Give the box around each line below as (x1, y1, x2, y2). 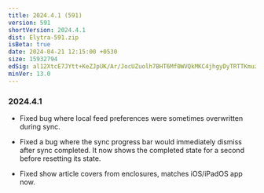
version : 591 (8, 19, 51, 27)
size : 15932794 (8, 56, 58, 64)
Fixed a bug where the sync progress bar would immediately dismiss (19, 137, 242, 146)
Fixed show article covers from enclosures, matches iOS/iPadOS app (19, 169, 244, 178)
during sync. (19, 122, 60, 131)
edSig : (8, 63, 30, 71)
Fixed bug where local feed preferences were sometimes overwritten (19, 113, 244, 122)
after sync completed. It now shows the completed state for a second (19, 145, 245, 155)
